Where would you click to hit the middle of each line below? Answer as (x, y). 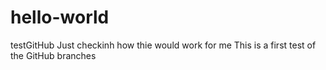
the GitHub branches (53, 55)
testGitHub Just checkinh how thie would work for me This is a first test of (163, 45)
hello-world (60, 17)
